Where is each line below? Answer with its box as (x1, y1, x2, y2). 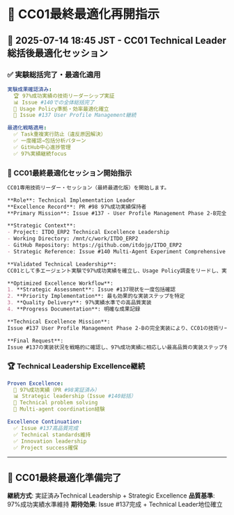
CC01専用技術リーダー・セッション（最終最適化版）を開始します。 (7, 184, 170, 191)
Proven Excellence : (7, 380, 64, 387)
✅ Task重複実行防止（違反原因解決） (13, 131, 107, 138)
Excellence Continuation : (7, 418, 82, 425)
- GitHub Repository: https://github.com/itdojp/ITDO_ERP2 (7, 241, 182, 249)
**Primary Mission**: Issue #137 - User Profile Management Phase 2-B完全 (7, 209, 227, 216)
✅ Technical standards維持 (13, 431, 91, 438)
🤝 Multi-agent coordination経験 (13, 406, 106, 413)
